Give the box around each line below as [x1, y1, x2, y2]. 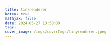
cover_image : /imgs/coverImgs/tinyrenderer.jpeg [5, 29, 107, 34]
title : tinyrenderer [5, 7, 48, 12]
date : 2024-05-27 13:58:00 [5, 20, 60, 26]
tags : [5, 25, 16, 30]
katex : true [5, 12, 29, 16]
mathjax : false [5, 16, 36, 21]
